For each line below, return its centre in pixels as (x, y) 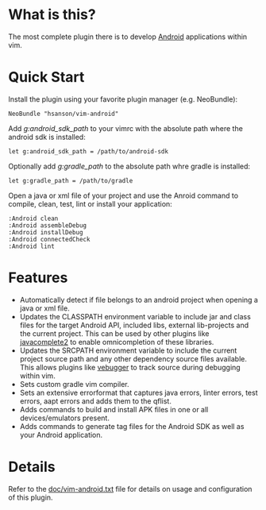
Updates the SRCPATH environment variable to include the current (128, 350)
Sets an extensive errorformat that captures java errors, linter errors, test (139, 392)
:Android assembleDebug (48, 225)
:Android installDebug (46, 232)
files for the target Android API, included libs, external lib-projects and (134, 325)
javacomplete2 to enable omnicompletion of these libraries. (117, 342)
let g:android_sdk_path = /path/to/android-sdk (89, 151)
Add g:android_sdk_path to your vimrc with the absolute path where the (126, 128)
